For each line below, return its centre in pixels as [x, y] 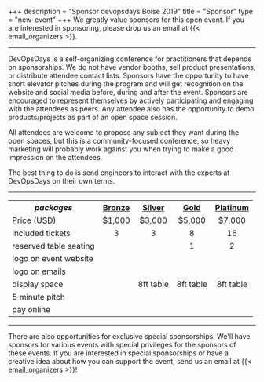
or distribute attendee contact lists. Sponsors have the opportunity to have [128, 75]
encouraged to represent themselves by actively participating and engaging [131, 100]
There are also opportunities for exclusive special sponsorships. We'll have [129, 336]
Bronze [116, 207]
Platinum [232, 207]
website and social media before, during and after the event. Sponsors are [128, 92]
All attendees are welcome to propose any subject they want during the [124, 132]
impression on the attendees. [55, 157]
